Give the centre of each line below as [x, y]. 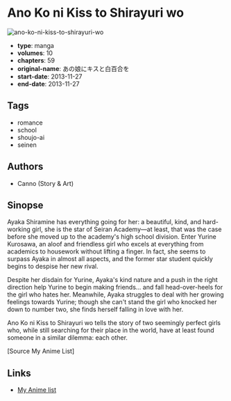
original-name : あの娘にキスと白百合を [73, 68]
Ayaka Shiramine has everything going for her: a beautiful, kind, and [104, 222]
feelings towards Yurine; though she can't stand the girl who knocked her [112, 302]
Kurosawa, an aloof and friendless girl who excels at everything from [105, 244]
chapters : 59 [36, 60]
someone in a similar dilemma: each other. [68, 338]
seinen [27, 145]
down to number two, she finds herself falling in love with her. [95, 309]
